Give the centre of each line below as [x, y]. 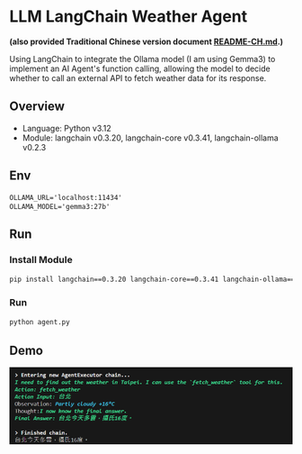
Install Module [41, 259]
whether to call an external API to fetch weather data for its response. [138, 77]
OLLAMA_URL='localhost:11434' [66, 197]
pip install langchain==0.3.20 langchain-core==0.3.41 [114, 280]
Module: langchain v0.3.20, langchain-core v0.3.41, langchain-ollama [150, 138]
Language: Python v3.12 [67, 128]
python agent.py [40, 322]
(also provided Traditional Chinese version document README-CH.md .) [147, 41]
